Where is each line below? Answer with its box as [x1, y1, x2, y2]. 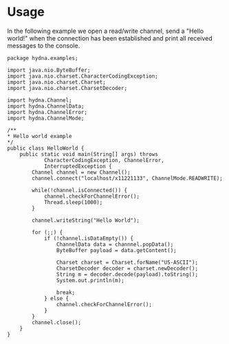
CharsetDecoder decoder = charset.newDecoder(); [56, 265, 198, 272]
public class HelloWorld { [7, 145, 85, 152]
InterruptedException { [43, 163, 112, 170]
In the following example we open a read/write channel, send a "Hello [7, 27, 204, 35]
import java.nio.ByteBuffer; [7, 67, 91, 73]
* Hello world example [7, 133, 72, 139]
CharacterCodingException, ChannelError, [43, 157, 165, 163]
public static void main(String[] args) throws [19, 150, 158, 158]
